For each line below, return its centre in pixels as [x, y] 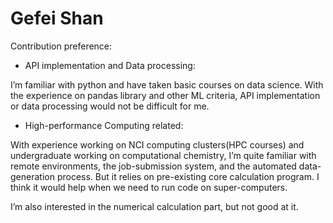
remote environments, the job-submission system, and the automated [153, 166]
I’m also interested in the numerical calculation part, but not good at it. [154, 206]
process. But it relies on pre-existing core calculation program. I [188, 176]
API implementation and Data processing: [110, 65]
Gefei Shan [57, 18]
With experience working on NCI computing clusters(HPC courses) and [157, 144]
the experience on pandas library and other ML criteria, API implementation [165, 95]
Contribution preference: [61, 46]
